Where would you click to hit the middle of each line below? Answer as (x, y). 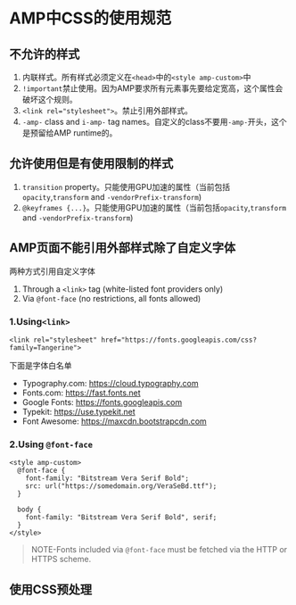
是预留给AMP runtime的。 (70, 133)
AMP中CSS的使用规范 (90, 18)
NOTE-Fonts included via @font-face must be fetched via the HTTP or (159, 550)
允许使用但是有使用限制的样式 (91, 164)
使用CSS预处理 (51, 589)
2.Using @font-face (51, 444)
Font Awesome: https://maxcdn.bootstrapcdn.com (114, 421)
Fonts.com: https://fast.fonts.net (81, 393)
